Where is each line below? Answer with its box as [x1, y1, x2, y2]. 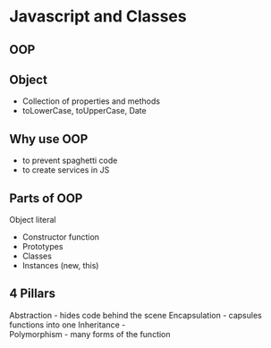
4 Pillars [9, 286, 56, 301]
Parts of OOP [9, 191, 83, 206]
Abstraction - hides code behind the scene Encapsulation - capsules [9, 310, 262, 320]
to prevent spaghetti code [21, 155, 118, 166]
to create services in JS [21, 165, 110, 175]
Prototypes [21, 242, 64, 252]
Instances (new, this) [21, 260, 99, 271]
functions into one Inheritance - [9, 319, 126, 330]
